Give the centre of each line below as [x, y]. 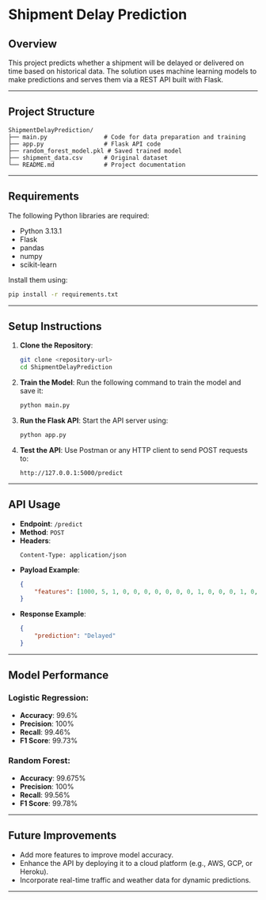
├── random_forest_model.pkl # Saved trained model [95, 151]
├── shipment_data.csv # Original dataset [88, 158]
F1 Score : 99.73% [48, 740]
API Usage [34, 505]
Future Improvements [63, 835]
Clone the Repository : [56, 345]
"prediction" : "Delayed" [75, 636]
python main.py [45, 405]
